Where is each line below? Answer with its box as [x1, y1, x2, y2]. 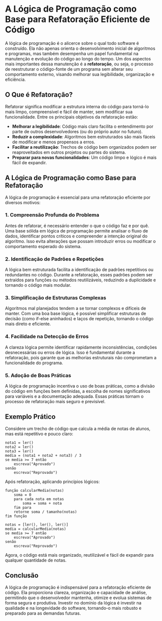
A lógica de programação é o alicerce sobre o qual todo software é [5, 40, 140, 46]
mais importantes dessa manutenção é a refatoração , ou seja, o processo [5, 61, 154, 67]
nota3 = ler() [5, 448, 34, 454]
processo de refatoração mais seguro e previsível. [5, 399, 106, 405]
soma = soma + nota [22, 501, 62, 505]
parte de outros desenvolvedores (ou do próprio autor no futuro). [12, 128, 143, 135]
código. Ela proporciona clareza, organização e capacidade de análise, [5, 589, 147, 595]
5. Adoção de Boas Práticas [5, 372, 72, 379]
